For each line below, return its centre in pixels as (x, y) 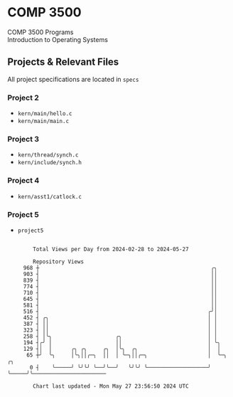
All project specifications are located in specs (73, 79)
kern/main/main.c (43, 122)
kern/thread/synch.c (48, 155)
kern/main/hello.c (45, 114)
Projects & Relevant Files (63, 62)
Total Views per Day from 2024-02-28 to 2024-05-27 (111, 249)
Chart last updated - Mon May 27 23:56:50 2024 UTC (111, 386)
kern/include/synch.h (49, 163)
